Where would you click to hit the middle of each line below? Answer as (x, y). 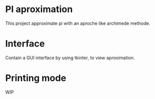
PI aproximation (39, 9)
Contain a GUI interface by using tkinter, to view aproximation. (70, 58)
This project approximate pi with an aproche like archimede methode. (78, 23)
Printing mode (36, 78)
